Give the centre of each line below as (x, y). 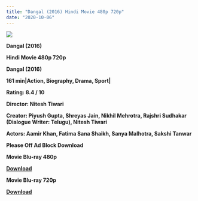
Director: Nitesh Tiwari (35, 104)
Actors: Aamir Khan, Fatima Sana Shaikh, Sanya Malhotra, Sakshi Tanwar (99, 133)
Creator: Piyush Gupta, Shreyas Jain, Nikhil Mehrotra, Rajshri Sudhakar (97, 115)
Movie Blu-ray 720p (31, 180)
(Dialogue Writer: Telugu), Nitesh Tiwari (57, 122)
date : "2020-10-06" (31, 17)
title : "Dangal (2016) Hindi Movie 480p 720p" (65, 12)
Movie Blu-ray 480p (32, 157)
